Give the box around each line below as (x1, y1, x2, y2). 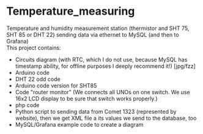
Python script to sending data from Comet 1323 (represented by (15, 108, 177, 115)
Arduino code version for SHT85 (15, 81, 97, 89)
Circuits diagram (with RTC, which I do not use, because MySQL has (15, 56, 188, 63)
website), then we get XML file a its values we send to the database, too (15, 114, 197, 122)
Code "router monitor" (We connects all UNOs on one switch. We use (15, 88, 191, 95)
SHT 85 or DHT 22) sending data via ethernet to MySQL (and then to (6, 31, 179, 38)
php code (15, 101, 40, 108)
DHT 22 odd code (15, 75, 61, 83)
